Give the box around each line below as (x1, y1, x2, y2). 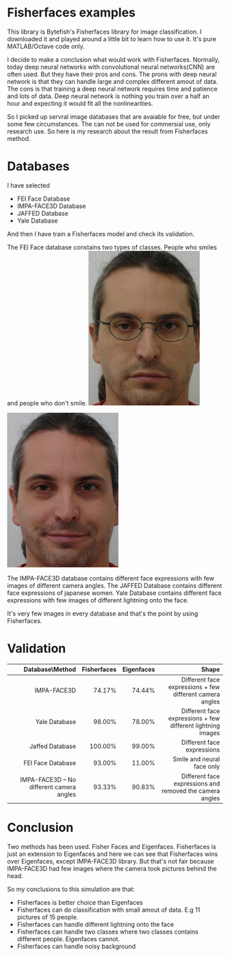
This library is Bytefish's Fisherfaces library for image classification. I (7, 27, 202, 36)
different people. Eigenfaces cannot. (16, 935, 120, 943)
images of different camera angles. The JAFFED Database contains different (7, 581, 222, 589)
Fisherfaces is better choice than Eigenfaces (16, 899, 144, 906)
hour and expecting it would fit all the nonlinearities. (7, 99, 153, 107)
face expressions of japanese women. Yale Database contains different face (7, 589, 222, 597)
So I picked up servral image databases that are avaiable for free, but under (7, 112, 220, 121)
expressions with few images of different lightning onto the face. (7, 596, 189, 604)
